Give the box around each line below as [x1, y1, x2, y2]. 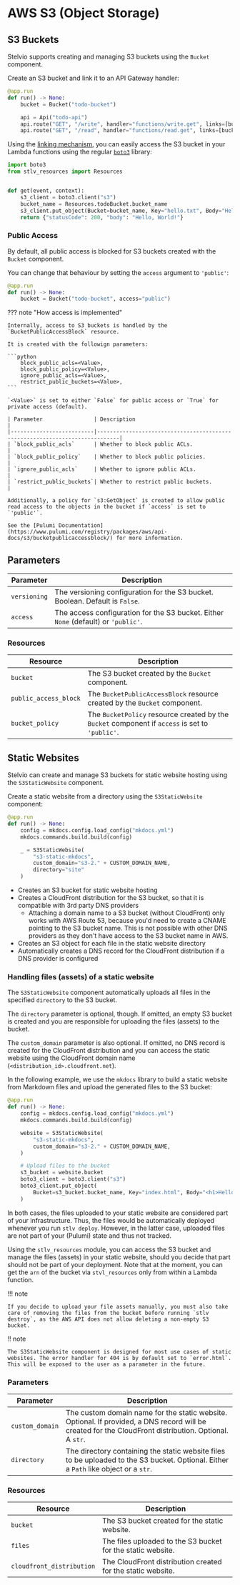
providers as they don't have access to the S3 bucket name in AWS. [28, 931, 229, 940]
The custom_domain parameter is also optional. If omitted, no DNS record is [7, 1039, 226, 1047]
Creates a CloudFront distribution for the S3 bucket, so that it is [17, 894, 204, 902]
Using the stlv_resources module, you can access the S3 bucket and [7, 1245, 211, 1254]
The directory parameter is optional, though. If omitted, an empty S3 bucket [7, 1009, 232, 1019]
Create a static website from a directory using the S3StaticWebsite [7, 792, 203, 801]
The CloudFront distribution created [102, 1557, 223, 1567]
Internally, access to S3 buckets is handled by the [7, 322, 168, 329]
